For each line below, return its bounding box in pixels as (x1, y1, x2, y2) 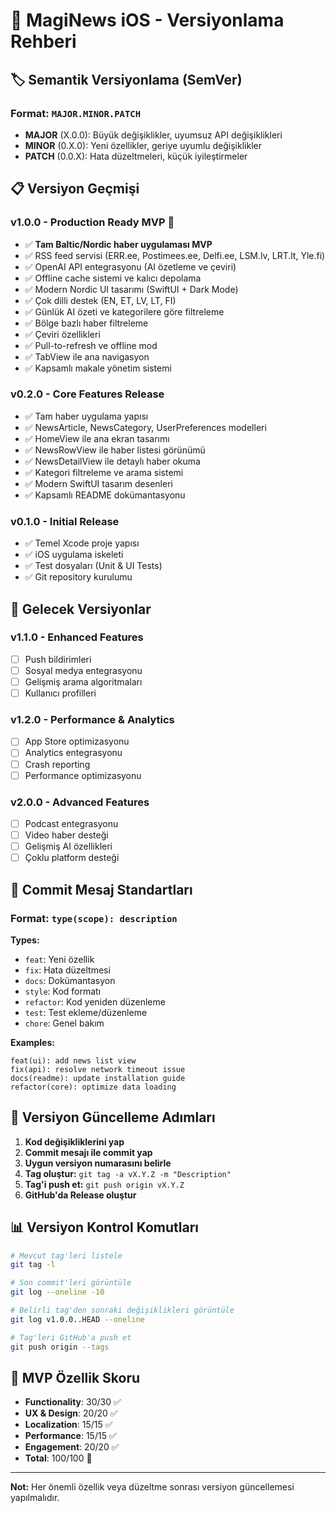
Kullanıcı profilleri (24, 687, 97, 699)
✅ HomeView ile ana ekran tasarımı (24, 432, 170, 444)
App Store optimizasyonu (24, 735, 130, 748)
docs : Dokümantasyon (24, 974, 116, 986)
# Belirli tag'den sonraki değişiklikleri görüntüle (10, 1305, 235, 1315)
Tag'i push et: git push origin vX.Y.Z (24, 1178, 185, 1190)
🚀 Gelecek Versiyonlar (10, 600, 152, 618)
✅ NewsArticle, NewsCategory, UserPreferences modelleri (24, 421, 267, 433)
